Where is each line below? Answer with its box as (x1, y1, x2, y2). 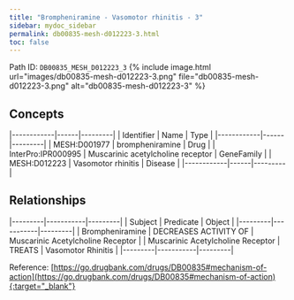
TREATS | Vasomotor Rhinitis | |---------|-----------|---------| (9, 244, 234, 255)
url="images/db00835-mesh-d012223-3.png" (9, 72, 177, 82)
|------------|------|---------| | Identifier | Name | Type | (9, 130, 214, 141)
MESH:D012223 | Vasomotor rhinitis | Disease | (9, 158, 181, 169)
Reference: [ (9, 262, 55, 273)
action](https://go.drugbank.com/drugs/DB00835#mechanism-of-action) (9, 271, 276, 281)
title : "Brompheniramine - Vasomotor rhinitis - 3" (9, 12, 203, 22)
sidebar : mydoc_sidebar (9, 21, 97, 30)
